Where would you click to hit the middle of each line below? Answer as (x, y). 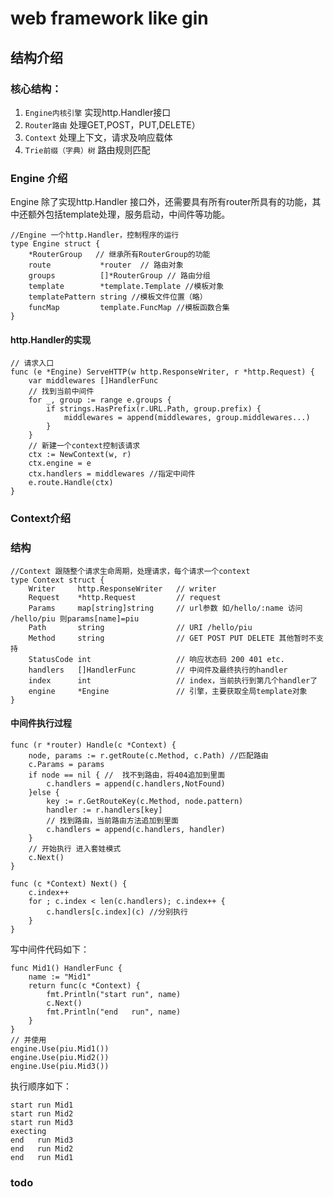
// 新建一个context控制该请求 (84, 446)
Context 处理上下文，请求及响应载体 (98, 137)
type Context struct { (57, 580)
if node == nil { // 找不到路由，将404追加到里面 (127, 775)
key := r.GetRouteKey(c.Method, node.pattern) (145, 801)
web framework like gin (109, 18)
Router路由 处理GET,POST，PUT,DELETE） (112, 124)
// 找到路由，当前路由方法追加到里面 (113, 820)
